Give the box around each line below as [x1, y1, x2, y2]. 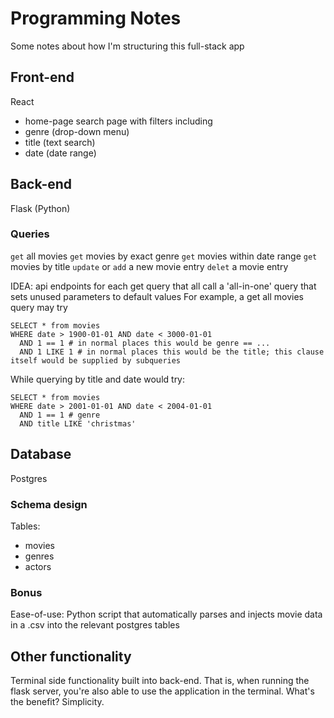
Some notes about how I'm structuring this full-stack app [10, 40, 245, 52]
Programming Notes [10, 7, 182, 30]
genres [24, 550, 55, 562]
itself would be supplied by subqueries [10, 355, 182, 366]
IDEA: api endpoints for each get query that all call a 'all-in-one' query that [10, 280, 317, 292]
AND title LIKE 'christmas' [19, 418, 137, 429]
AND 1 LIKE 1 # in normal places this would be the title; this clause [19, 347, 325, 357]
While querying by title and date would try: [10, 373, 186, 385]
